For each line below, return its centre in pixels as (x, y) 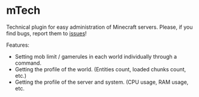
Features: (18, 45)
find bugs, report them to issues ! (46, 33)
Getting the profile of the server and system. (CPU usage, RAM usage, (102, 82)
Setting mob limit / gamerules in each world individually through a (96, 56)
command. (28, 63)
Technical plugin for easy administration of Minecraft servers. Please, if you (99, 27)
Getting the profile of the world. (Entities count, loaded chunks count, (100, 69)
